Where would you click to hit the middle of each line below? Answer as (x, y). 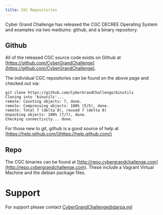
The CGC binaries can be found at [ (42, 162)
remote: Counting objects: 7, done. (44, 101)
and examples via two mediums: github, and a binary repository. (72, 30)
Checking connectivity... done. (39, 119)
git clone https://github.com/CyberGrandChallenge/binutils (70, 93)
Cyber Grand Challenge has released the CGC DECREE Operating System (81, 24)
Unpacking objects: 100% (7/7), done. (46, 115)
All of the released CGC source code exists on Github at (63, 58)
